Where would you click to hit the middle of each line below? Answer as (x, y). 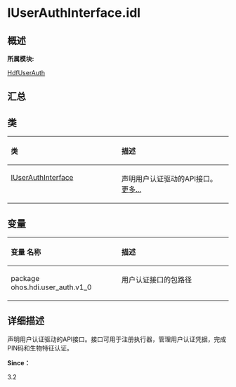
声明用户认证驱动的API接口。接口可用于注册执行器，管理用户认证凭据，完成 (117, 339)
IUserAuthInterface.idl (74, 13)
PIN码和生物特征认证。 (40, 348)
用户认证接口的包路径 (157, 280)
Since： (19, 362)
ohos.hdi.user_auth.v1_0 (51, 287)
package (25, 279)
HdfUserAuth (26, 73)
